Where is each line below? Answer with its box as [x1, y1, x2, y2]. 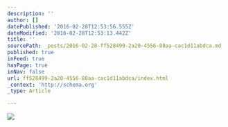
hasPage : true [7, 62, 49, 69]
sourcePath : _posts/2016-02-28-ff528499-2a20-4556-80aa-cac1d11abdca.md [7, 42, 222, 49]
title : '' [7, 36, 36, 43]
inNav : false [7, 68, 45, 75]
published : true [7, 49, 54, 56]
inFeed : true [7, 56, 45, 62]
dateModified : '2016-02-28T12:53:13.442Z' [7, 29, 132, 37]
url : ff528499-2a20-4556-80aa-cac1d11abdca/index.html [7, 74, 169, 82]
